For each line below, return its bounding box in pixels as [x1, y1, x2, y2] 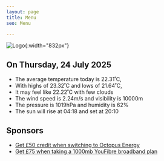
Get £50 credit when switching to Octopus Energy [15, 142, 140, 148]
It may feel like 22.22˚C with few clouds [15, 88, 114, 96]
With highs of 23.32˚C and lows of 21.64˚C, [15, 82, 122, 90]
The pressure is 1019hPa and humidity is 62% [15, 101, 129, 109]
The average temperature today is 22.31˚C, [15, 76, 122, 83]
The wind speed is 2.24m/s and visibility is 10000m [15, 95, 143, 102]
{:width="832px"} [25, 42, 70, 49]
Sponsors [6, 125, 44, 136]
